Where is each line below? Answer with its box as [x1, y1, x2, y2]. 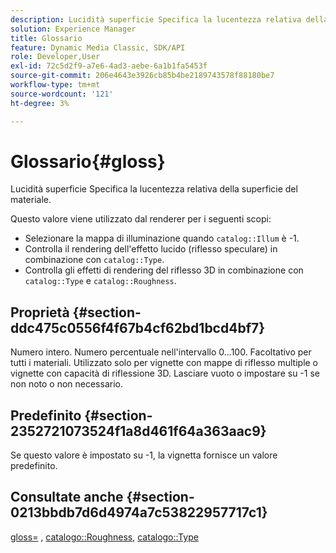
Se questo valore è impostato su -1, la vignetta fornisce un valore [10, 449, 278, 461]
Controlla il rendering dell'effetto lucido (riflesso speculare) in [24, 243, 278, 255]
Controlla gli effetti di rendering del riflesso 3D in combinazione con [24, 264, 304, 276]
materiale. [10, 194, 52, 206]
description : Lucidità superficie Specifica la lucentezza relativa [10, 14, 302, 25]
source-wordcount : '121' [10, 89, 114, 99]
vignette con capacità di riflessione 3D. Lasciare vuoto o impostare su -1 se [10, 367, 320, 380]
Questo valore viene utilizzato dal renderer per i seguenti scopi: [10, 213, 272, 225]
